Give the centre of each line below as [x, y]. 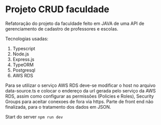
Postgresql [24, 70]
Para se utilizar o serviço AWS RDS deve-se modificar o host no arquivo [80, 85]
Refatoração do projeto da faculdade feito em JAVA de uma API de [75, 23]
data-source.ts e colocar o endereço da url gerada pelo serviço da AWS [80, 90]
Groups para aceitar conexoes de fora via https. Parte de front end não [79, 101]
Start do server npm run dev [34, 117]
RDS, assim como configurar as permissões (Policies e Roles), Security [79, 96]
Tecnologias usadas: [27, 39]
